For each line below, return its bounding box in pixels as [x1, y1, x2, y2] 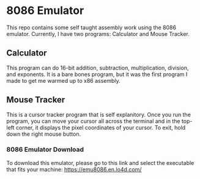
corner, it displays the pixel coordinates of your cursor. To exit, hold [15, 124, 186, 131]
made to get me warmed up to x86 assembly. [6, 77, 120, 84]
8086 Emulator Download [6, 146, 84, 154]
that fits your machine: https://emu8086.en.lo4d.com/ [6, 166, 142, 173]
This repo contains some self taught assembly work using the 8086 [6, 24, 176, 31]
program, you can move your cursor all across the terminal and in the [6, 117, 180, 125]
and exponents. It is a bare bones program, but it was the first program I [6, 71, 188, 78]
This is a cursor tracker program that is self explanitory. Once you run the [6, 111, 191, 118]
